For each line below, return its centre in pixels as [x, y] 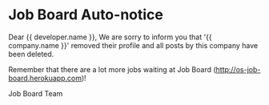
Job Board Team [36, 93]
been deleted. [31, 54]
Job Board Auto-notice [86, 15]
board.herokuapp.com [45, 78]
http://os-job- [238, 69]
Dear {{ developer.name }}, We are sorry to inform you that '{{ [110, 37]
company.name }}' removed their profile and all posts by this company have [133, 45]
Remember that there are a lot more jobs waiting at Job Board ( [112, 69]
